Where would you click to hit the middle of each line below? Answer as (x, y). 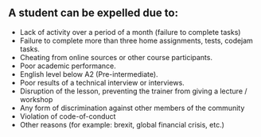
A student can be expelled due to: (93, 13)
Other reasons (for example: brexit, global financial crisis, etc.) (122, 124)
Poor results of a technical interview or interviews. (102, 82)
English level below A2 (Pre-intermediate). (89, 74)
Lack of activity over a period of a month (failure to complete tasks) (130, 32)
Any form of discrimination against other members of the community (132, 108)
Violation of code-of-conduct (68, 116)
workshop (36, 99)
